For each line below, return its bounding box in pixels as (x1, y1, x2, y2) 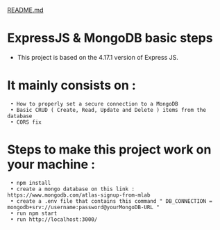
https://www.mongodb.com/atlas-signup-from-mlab (7, 191, 151, 199)
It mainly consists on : (7, 78, 137, 93)
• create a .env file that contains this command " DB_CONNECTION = (10, 197, 213, 204)
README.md (7, 6, 44, 14)
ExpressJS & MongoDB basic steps (7, 31, 213, 46)
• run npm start (10, 210, 58, 217)
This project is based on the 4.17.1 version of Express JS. (17, 53, 179, 61)
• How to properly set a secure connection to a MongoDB (10, 100, 178, 107)
